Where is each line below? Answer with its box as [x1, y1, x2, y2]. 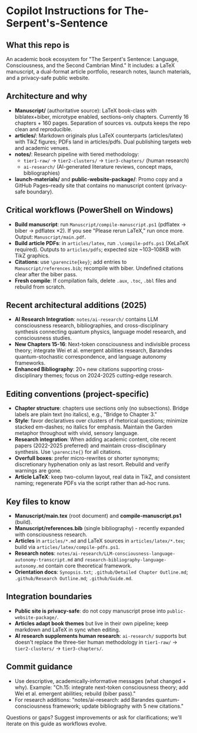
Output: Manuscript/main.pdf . [14, 233, 86, 240]
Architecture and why [6, 91, 88, 101]
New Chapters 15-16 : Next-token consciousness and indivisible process [14, 341, 191, 348]
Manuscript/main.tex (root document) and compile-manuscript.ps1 [14, 513, 182, 520]
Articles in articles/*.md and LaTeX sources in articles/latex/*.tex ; [14, 537, 185, 544]
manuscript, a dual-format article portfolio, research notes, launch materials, [6, 68, 191, 75]
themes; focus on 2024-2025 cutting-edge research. [44, 372, 173, 379]
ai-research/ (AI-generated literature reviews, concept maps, [23, 163, 173, 170]
